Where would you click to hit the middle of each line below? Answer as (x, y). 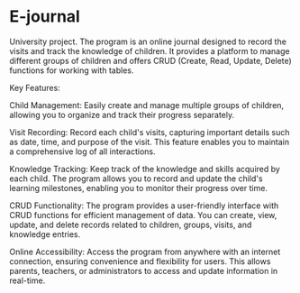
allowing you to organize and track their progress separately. (122, 114)
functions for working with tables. (72, 70)
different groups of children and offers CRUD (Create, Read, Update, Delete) (151, 60)
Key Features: (35, 87)
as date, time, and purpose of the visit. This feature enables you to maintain (150, 142)
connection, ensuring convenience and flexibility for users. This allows (140, 261)
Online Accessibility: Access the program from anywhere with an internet (145, 252)
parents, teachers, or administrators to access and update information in (144, 270)
